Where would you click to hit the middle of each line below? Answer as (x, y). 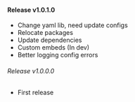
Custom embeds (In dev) (53, 48)
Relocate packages (45, 33)
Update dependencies (50, 40)
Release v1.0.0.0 (31, 71)
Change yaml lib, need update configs (72, 25)
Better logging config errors (58, 55)
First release (36, 93)
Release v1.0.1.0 (31, 10)
